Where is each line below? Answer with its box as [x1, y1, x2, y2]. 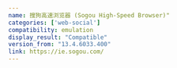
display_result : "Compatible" [8, 33, 108, 41]
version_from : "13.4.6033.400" [8, 41, 111, 48]
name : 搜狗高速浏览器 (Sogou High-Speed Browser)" [8, 11, 170, 20]
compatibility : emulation [8, 26, 93, 34]
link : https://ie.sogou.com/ [8, 48, 104, 55]
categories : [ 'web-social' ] [8, 19, 101, 27]
